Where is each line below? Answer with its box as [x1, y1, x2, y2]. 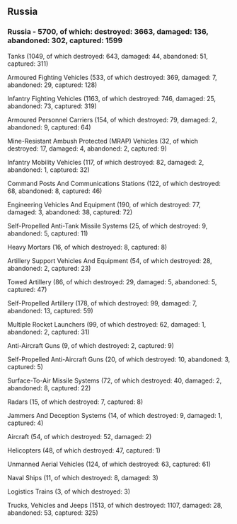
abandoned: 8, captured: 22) [7, 383, 91, 392]
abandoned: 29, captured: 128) [7, 81, 98, 89]
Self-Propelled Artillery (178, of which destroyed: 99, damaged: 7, [7, 298, 197, 307]
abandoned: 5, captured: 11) [7, 229, 88, 238]
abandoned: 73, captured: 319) [7, 102, 97, 110]
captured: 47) [7, 285, 47, 293]
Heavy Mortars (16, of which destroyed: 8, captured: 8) [7, 243, 168, 251]
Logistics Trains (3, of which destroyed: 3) [7, 487, 131, 496]
